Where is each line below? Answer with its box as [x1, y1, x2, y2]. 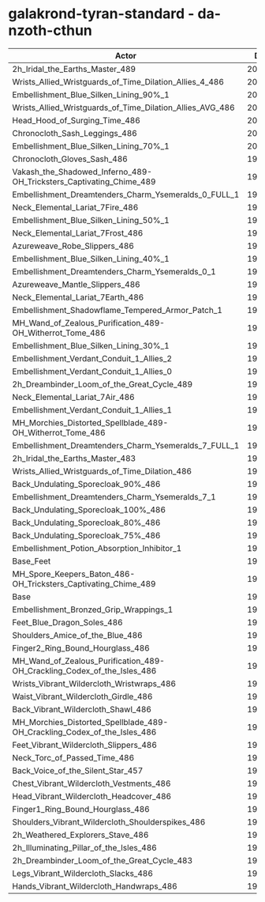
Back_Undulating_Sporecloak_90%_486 [12, 478, 161, 489]
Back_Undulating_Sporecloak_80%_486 [12, 517, 161, 528]
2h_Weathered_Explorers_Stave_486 [12, 829, 149, 840]
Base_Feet [12, 555, 51, 566]
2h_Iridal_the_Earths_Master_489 [12, 63, 136, 74]
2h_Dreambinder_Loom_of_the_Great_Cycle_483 [12, 855, 193, 866]
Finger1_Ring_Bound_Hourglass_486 [12, 803, 150, 814]
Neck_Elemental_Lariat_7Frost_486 [12, 227, 144, 238]
